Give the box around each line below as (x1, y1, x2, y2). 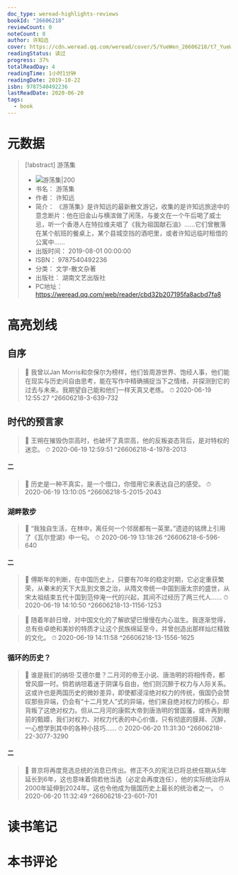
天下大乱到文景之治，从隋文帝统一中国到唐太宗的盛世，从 (62, 584, 230, 593)
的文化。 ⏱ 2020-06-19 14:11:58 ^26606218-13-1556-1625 (24, 634, 195, 642)
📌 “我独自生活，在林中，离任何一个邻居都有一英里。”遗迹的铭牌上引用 (24, 524, 226, 533)
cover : (7, 43, 27, 50)
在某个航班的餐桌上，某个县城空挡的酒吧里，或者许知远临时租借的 (35, 229, 228, 237)
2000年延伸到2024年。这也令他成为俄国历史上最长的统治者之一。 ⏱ (24, 783, 225, 792)
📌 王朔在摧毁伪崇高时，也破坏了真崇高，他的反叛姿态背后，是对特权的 (24, 436, 229, 445)
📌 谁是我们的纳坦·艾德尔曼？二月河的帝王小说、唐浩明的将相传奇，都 (24, 670, 225, 679)
